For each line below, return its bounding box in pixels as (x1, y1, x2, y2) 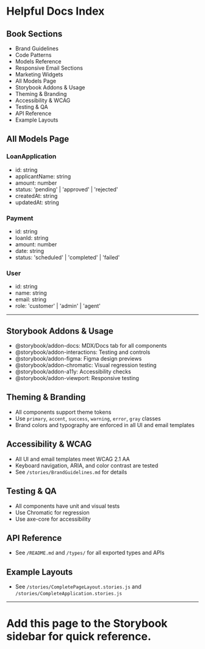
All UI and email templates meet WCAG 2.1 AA (15, 455, 130, 463)
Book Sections (6, 29, 63, 39)
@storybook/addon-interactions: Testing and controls (15, 348, 151, 356)
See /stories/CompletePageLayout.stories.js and (15, 583, 142, 590)
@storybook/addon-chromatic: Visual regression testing (15, 362, 157, 369)
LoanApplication (6, 152, 57, 161)
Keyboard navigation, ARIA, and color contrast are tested (15, 461, 159, 469)
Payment (6, 214, 34, 222)
